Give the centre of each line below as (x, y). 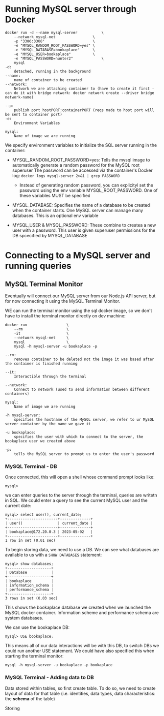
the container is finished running (41, 363)
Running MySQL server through (71, 9)
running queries (38, 266)
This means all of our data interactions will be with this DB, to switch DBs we (82, 646)
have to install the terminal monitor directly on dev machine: (65, 315)
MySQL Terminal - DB (31, 466)
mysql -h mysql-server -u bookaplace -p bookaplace (59, 665)
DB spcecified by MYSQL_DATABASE (50, 235)
